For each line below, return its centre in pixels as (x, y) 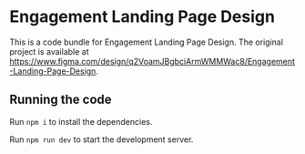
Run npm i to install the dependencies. (81, 121)
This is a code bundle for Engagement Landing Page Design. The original (147, 42)
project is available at (49, 51)
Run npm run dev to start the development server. (102, 139)
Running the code (61, 100)
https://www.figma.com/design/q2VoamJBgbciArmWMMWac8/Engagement (152, 61)
